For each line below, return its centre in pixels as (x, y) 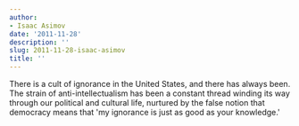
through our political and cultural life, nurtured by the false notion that (137, 102)
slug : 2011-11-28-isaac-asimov (67, 51)
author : (24, 17)
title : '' (28, 59)
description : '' (39, 42)
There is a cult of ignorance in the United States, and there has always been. (150, 84)
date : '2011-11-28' (46, 34)
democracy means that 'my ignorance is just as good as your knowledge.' (145, 112)
